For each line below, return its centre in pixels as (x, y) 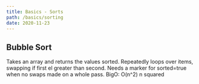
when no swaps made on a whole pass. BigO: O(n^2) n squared (85, 74)
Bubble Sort (29, 47)
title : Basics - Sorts (35, 12)
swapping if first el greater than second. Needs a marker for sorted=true (96, 68)
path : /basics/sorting (35, 17)
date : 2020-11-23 (28, 23)
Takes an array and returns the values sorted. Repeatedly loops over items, (100, 62)
